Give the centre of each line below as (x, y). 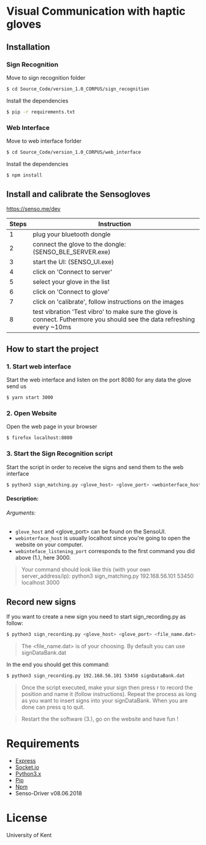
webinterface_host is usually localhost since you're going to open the (103, 538)
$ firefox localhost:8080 (39, 438)
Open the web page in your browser (52, 427)
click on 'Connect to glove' (71, 292)
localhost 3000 (40, 583)
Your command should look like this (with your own (86, 570)
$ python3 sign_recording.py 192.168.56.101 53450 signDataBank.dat (96, 676)
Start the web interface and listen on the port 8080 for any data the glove (99, 380)
